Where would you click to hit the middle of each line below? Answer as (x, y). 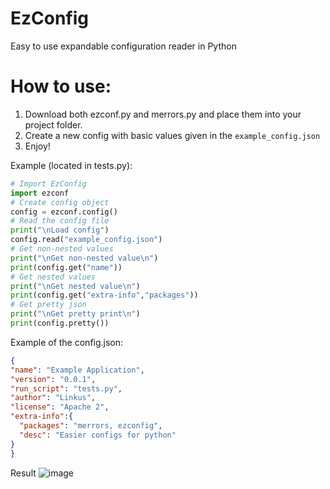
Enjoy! (37, 146)
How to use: (61, 86)
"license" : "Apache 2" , (60, 407)
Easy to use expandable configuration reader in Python (123, 46)
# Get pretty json (48, 305)
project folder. (53, 124)
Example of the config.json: (67, 342)
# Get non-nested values (62, 249)
